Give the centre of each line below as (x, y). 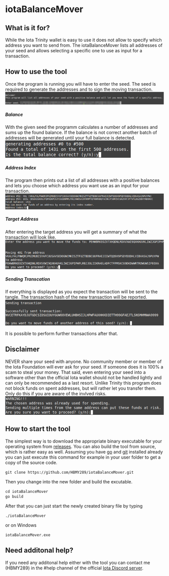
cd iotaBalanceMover (27, 491)
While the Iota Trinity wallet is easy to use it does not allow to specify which (83, 40)
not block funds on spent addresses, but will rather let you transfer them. (81, 388)
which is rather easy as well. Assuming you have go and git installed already (84, 452)
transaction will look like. (31, 237)
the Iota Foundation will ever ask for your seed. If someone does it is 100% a (84, 367)
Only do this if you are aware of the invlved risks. (56, 393)
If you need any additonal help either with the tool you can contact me (78, 562)
